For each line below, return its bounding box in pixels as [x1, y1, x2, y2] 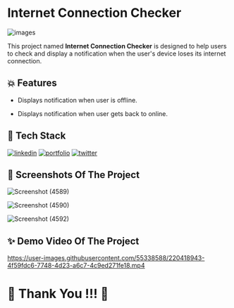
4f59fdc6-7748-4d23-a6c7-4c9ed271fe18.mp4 [7, 262, 145, 270]
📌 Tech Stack [7, 130, 66, 142]
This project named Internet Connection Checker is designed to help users [7, 41, 227, 50]
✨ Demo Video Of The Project [7, 235, 140, 247]
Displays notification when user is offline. [17, 96, 137, 104]
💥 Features [7, 77, 58, 89]
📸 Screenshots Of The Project [7, 169, 140, 181]
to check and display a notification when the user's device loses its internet [7, 49, 226, 58]
